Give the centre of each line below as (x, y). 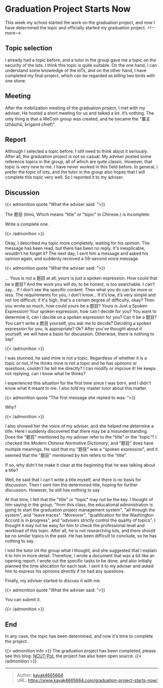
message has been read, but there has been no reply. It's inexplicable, (75, 248)
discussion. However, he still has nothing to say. (53, 490)
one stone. (16, 81)
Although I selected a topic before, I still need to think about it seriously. (77, 151)
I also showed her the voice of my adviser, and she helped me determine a (80, 426)
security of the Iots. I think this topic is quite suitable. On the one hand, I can (81, 65)
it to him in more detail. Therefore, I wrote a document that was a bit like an (80, 556)
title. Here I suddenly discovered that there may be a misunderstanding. (77, 431)
